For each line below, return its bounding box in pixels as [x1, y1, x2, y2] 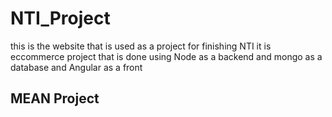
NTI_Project [10, 7, 111, 30]
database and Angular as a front [10, 61, 143, 73]
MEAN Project [10, 90, 100, 107]
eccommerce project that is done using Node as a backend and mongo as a [10, 50, 323, 62]
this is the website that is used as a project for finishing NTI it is [10, 40, 272, 52]
